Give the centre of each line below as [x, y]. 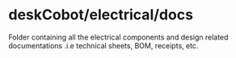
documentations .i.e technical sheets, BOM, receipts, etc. [103, 45]
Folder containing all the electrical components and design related [118, 37]
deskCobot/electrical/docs [101, 15]
